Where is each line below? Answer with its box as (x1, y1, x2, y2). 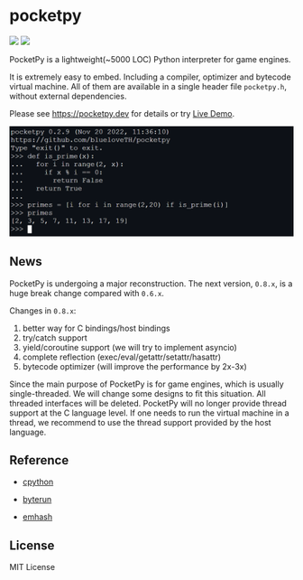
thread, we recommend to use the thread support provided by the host (9, 416, 272, 427)
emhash (22, 511, 53, 522)
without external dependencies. (9, 90, 127, 101)
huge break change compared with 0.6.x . (9, 287, 165, 298)
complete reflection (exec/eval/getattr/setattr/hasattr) (22, 351, 222, 362)
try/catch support (22, 332, 87, 343)
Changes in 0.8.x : (9, 304, 77, 316)
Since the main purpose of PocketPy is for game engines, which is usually (9, 379, 284, 389)
